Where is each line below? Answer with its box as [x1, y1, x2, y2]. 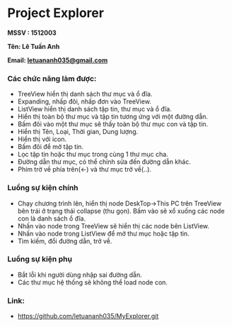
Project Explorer [7, 5, 105, 21]
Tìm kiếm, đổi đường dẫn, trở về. [17, 236, 112, 245]
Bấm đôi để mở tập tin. [17, 143, 83, 151]
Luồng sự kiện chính [7, 183, 79, 193]
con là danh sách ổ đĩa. [17, 214, 86, 223]
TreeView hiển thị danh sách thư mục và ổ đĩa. [17, 90, 153, 99]
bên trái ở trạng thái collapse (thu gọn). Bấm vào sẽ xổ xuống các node [17, 206, 225, 215]
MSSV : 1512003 [7, 28, 57, 37]
